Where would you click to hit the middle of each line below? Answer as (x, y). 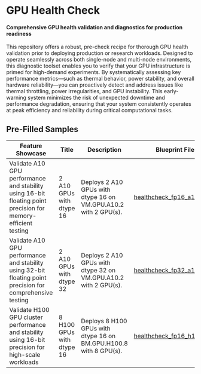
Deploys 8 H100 (104, 321)
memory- (23, 216)
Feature (31, 146)
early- (171, 91)
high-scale (25, 355)
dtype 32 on (98, 271)
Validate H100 (29, 310)
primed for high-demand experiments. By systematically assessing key (94, 72)
